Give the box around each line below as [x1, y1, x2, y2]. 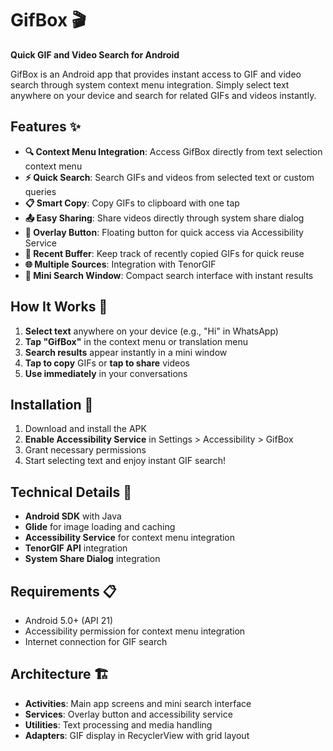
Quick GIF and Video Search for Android [10, 48, 180, 61]
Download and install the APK [24, 423, 147, 435]
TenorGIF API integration [24, 542, 128, 554]
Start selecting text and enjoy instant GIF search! [24, 455, 226, 467]
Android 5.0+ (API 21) [24, 615, 114, 626]
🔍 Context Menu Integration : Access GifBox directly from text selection [24, 145, 323, 157]
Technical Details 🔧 [10, 483, 133, 501]
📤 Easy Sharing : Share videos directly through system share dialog [24, 212, 305, 224]
